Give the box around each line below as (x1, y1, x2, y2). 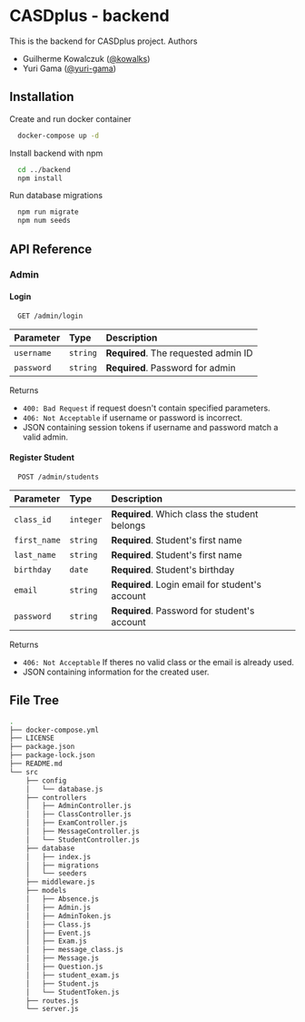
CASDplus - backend (9, 5, 170, 26)
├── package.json (9, 743, 75, 752)
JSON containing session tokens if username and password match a (22, 421, 279, 432)
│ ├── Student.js (25, 979, 100, 988)
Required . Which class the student (111, 507, 259, 520)
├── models (25, 886, 67, 896)
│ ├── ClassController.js (25, 810, 132, 819)
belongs (111, 519, 146, 531)
